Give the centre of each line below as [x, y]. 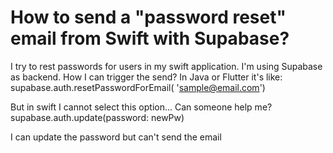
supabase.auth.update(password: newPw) [97, 117]
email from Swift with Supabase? [150, 38]
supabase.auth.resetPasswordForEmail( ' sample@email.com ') [138, 87]
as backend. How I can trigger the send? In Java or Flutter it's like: [146, 77]
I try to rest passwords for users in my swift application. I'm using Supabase [166, 66]
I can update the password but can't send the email [116, 137]
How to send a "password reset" [148, 17]
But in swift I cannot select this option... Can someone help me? [141, 107]
